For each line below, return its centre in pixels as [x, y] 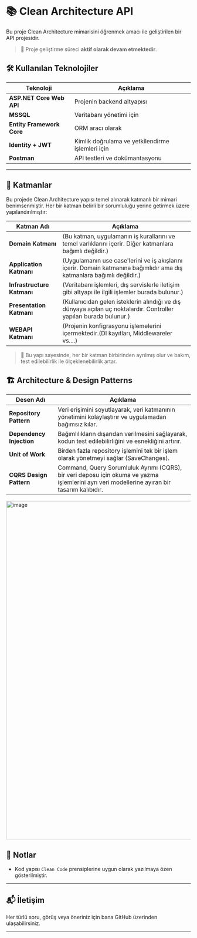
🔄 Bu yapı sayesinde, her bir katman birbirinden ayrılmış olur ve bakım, [105, 355]
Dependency [27, 434]
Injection [21, 441]
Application [26, 264]
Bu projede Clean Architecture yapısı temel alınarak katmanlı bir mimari [91, 199]
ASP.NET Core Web [37, 98]
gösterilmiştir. [31, 875]
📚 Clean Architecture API [70, 11]
